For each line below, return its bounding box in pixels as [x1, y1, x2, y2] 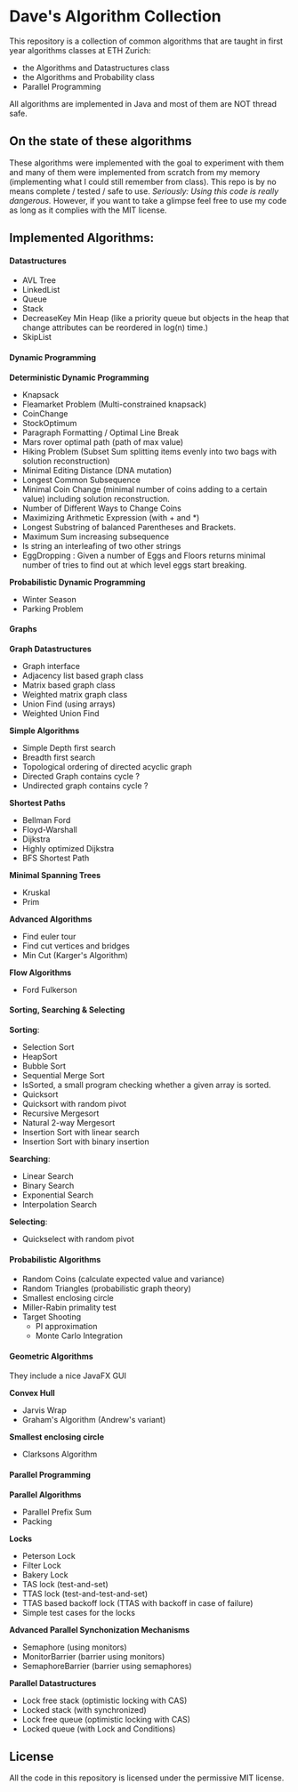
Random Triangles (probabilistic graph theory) [21, 1283, 191, 1294]
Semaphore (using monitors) [21, 1642, 127, 1652]
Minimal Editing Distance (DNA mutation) [21, 464, 173, 475]
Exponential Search [21, 1190, 94, 1200]
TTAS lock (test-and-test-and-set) [21, 1588, 149, 1599]
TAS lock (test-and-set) [21, 1578, 109, 1589]
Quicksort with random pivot [21, 1098, 127, 1109]
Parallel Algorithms [9, 1489, 82, 1500]
